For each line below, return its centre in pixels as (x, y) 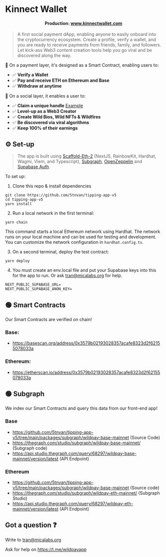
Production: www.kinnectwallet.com (83, 23)
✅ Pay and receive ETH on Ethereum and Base (61, 80)
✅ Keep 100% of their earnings (45, 128)
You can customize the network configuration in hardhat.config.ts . (75, 242)
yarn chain (16, 222)
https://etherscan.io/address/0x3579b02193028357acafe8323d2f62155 (86, 372)
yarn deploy (17, 261)
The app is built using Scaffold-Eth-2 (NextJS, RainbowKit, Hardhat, (87, 156)
